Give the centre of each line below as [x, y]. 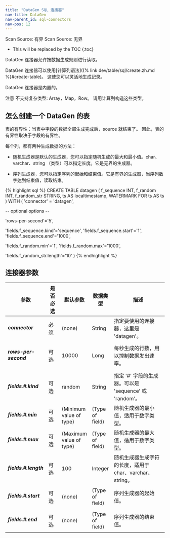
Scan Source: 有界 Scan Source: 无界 [44, 39]
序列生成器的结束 [134, 517]
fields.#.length [26, 468]
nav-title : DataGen [26, 15]
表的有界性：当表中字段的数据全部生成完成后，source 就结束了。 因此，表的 [85, 129]
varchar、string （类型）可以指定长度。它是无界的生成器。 [74, 163]
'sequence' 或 [130, 391]
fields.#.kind [23, 386]
